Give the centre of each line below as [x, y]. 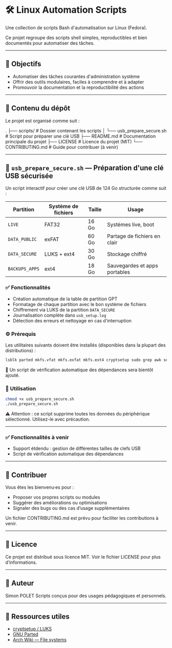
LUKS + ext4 [60, 254]
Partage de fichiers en [134, 236]
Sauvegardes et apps [133, 266]
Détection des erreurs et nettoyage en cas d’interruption [72, 320]
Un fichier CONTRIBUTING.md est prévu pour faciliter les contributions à [82, 518]
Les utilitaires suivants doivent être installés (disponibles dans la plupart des [85, 345]
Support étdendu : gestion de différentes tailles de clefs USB [77, 449]
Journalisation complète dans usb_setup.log [59, 315]
